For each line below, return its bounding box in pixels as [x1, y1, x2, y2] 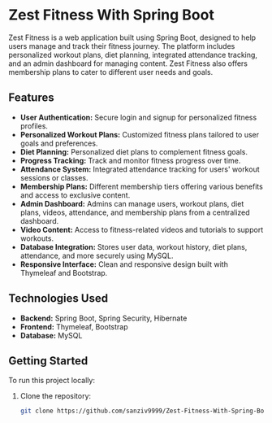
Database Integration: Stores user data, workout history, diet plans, [19, 242, 248, 251]
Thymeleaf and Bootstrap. [19, 268, 108, 277]
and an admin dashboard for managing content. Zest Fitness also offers [8, 59, 248, 68]
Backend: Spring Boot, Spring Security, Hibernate [19, 313, 188, 323]
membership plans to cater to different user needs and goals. [8, 67, 214, 76]
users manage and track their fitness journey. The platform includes [8, 41, 235, 50]
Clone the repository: [19, 391, 92, 401]
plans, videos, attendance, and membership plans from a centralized [19, 207, 250, 217]
